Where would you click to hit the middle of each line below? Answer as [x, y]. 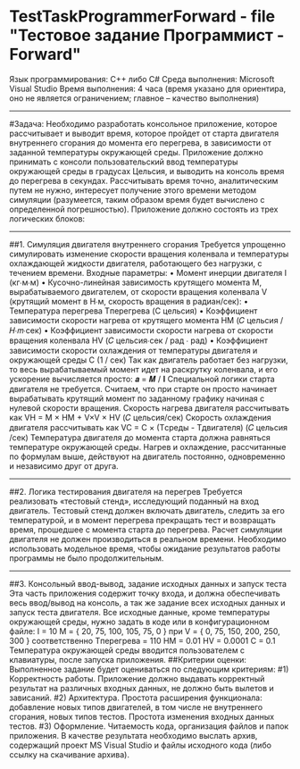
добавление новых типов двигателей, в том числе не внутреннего [136, 706]
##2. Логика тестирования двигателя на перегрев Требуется [126, 491]
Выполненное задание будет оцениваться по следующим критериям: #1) [149, 669]
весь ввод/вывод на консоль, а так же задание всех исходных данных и [147, 602]
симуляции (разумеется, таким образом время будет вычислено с [137, 199]
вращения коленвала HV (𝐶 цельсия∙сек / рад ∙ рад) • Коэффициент [139, 340]
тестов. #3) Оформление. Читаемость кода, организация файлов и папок [149, 726]
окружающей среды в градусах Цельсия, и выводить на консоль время [147, 171]
